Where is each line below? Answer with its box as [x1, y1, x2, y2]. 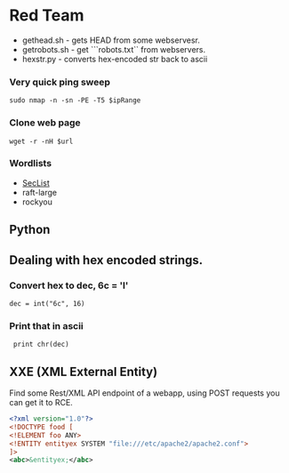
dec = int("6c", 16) [9, 299, 86, 308]
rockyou [21, 196, 53, 207]
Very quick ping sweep [9, 76, 111, 88]
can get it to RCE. [9, 397, 73, 408]
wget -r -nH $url [9, 137, 74, 146]
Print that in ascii [9, 319, 84, 332]
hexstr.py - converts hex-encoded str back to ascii [21, 53, 208, 64]
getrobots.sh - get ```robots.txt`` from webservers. [21, 44, 206, 54]
